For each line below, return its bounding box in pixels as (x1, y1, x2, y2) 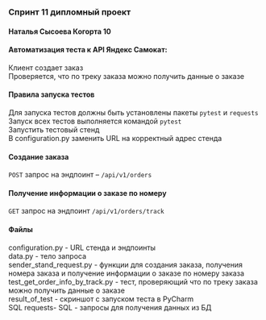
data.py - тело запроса (8, 251, 87, 260)
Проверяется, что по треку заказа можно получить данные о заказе (8, 71, 244, 81)
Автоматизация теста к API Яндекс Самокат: (8, 45, 168, 55)
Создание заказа (8, 152, 69, 161)
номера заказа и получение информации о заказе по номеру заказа (8, 268, 244, 278)
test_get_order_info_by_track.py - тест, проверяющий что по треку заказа (8, 276, 258, 286)
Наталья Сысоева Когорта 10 (8, 27, 111, 36)
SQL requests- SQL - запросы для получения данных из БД (8, 302, 212, 312)
